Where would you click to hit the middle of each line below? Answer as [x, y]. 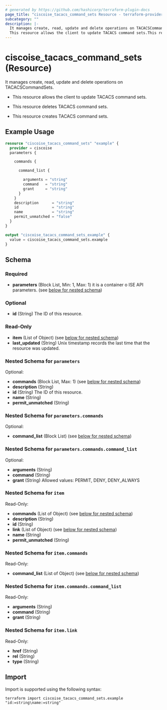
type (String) [26, 661]
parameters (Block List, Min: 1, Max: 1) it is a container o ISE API [78, 285]
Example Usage [30, 132]
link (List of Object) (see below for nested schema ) [65, 529]
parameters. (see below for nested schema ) [57, 290]
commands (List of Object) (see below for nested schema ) [73, 513]
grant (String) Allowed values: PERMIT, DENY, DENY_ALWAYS [76, 480]
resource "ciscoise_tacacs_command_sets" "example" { [62, 143]
